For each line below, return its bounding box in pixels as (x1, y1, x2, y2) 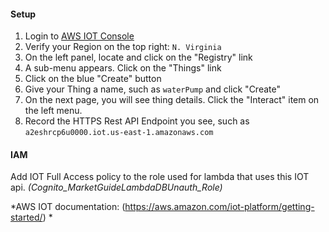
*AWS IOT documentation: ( (10, 201, 126, 213)
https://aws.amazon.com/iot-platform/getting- (124, 201, 315, 213)
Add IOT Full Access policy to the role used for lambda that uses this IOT (10, 171, 310, 183)
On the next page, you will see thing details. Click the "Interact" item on (24, 94, 320, 106)
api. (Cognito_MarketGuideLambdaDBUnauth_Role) (10, 181, 223, 194)
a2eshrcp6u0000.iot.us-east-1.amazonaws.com (24, 128, 214, 138)
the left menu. (24, 105, 83, 117)
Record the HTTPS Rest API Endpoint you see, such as (24, 115, 250, 127)
